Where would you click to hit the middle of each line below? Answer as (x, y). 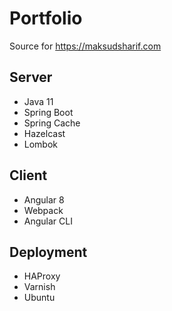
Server (31, 77)
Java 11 (38, 101)
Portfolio (46, 18)
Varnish (39, 287)
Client (28, 175)
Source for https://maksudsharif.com (85, 46)
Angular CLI (48, 221)
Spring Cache (52, 123)
